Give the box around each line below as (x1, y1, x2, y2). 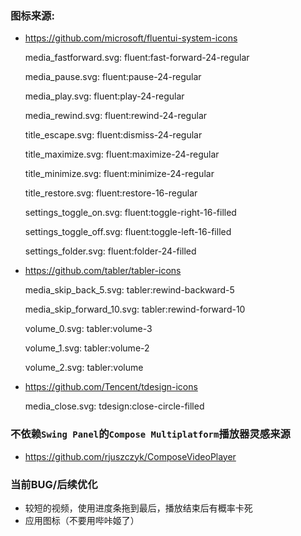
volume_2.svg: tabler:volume (24, 362, 144, 374)
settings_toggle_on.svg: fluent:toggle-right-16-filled (24, 207, 237, 219)
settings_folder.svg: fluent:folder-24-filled (24, 245, 197, 257)
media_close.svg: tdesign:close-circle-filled (24, 400, 205, 412)
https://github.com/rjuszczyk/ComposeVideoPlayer (24, 450, 237, 462)
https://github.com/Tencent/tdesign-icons (24, 381, 198, 393)
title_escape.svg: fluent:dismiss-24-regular (24, 129, 203, 141)
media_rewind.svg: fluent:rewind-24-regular (24, 110, 208, 122)
